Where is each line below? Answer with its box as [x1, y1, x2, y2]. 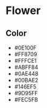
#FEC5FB [14, 96, 39, 103]
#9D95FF [14, 90, 38, 96]
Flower [5, 4, 41, 18]
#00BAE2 [14, 77, 39, 84]
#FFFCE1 [14, 57, 37, 64]
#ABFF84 [14, 63, 39, 71]
